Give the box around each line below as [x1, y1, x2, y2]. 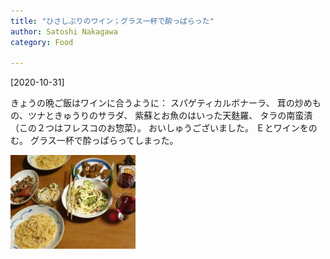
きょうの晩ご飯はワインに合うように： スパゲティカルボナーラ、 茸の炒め [10, 97, 313, 109]
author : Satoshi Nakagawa [10, 26, 118, 37]
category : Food [10, 37, 74, 47]
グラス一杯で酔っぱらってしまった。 [29, 135, 179, 147]
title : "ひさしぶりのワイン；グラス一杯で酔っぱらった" [10, 16, 215, 26]
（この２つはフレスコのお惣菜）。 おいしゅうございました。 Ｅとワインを [10, 122, 309, 134]
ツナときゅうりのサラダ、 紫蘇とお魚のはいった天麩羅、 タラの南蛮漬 [27, 110, 313, 122]
